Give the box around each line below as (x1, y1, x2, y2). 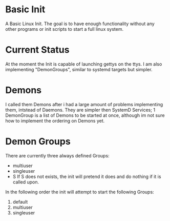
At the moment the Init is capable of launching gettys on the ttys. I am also (5, 61, 162, 67)
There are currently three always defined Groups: (5, 152, 110, 158)
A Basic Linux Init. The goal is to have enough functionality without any (5, 21, 155, 27)
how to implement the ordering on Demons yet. (5, 117, 105, 124)
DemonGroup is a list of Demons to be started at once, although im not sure (5, 112, 165, 118)
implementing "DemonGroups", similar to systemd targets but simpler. (5, 66, 153, 72)
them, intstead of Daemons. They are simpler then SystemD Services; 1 (5, 107, 155, 113)
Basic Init (5, 4, 46, 15)
